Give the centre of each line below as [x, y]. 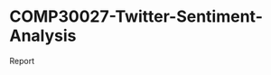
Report [22, 61]
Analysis [43, 36]
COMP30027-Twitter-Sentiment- [136, 17]
